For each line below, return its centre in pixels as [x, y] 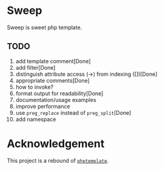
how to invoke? [35, 87]
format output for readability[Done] [59, 93]
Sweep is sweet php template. [45, 27]
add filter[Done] [35, 67]
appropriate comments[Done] [53, 80]
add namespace [36, 119]
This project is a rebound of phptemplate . [58, 160]
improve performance [43, 106]
